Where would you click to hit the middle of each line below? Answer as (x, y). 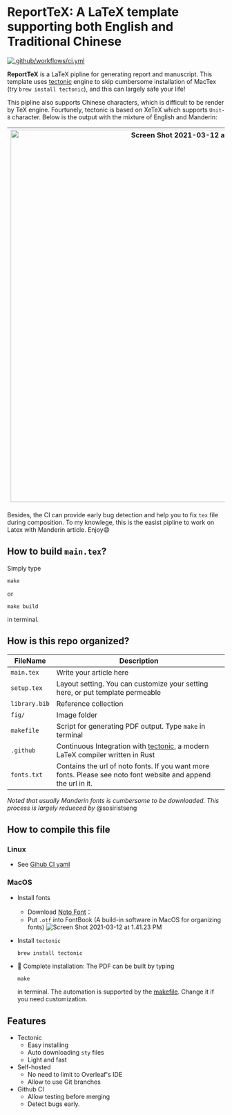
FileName (30, 661)
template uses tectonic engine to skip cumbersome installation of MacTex (112, 81)
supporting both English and (90, 27)
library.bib (30, 703)
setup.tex (27, 688)
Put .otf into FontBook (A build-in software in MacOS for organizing (124, 919)
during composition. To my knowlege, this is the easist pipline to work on (111, 522)
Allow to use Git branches (64, 1082)
